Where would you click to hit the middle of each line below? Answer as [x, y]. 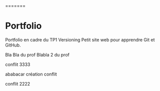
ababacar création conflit [31, 74]
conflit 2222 [18, 83]
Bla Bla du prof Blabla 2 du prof [37, 54]
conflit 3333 [18, 64]
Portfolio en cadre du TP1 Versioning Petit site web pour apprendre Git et [80, 39]
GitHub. [13, 45]
